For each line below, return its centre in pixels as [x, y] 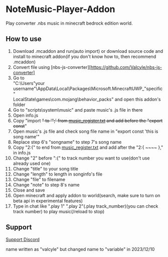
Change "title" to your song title [45, 168]
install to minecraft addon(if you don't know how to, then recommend [85, 56]
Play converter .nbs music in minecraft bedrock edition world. [69, 23]
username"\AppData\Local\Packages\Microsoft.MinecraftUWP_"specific [88, 89]
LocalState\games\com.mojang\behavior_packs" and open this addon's [87, 99]
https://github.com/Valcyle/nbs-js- [126, 67]
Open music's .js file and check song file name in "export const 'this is [86, 131]
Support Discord [23, 239]
